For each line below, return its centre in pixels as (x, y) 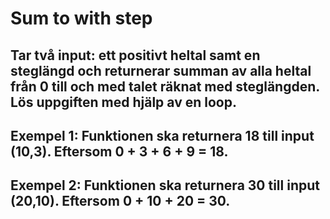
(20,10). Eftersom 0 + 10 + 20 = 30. (120, 201)
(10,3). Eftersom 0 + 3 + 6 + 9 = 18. (119, 151)
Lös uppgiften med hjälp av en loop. (123, 102)
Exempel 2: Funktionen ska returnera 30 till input (165, 185)
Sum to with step (81, 18)
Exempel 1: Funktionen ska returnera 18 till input (162, 135)
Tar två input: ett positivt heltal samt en (135, 55)
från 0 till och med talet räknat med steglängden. (165, 86)
